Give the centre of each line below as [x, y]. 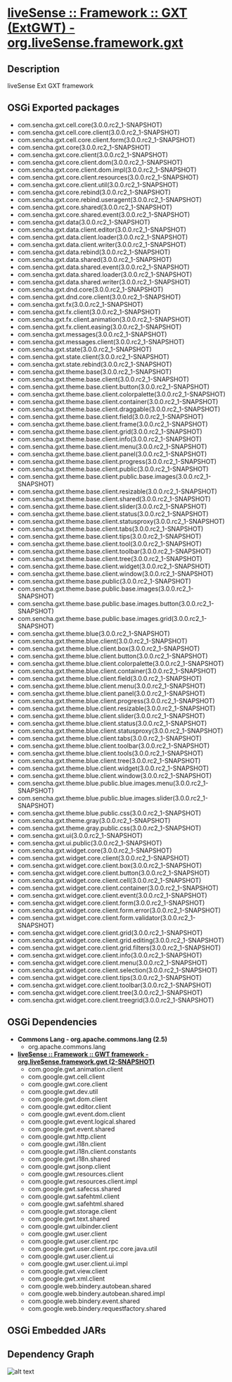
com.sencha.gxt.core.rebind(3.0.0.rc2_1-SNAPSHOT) [94, 192]
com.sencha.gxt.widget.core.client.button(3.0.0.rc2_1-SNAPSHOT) [114, 873]
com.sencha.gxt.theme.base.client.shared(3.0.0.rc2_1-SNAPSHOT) [114, 498]
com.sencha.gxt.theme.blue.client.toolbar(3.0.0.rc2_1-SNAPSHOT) [114, 746]
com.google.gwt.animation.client [75, 1069]
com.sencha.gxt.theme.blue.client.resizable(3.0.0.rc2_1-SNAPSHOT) [116, 708]
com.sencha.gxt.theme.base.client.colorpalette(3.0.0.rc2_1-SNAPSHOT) [122, 394]
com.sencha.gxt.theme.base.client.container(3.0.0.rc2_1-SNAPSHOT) [118, 401]
